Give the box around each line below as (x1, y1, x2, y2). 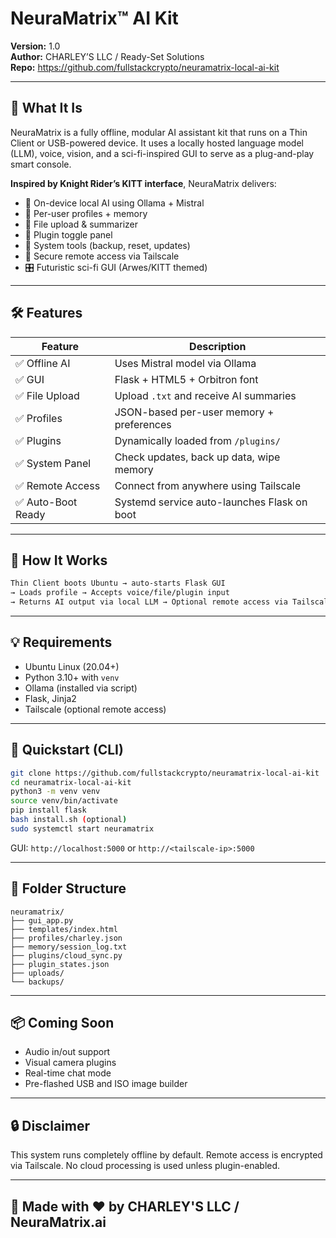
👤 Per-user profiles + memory (24, 207, 148, 219)
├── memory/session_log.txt (10, 942, 128, 952)
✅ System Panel (15, 456, 92, 470)
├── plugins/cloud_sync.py (10, 950, 123, 961)
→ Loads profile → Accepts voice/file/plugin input (10, 588, 230, 598)
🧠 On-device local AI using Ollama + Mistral (24, 197, 205, 209)
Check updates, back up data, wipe (114, 450, 281, 464)
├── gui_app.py (10, 915, 74, 926)
